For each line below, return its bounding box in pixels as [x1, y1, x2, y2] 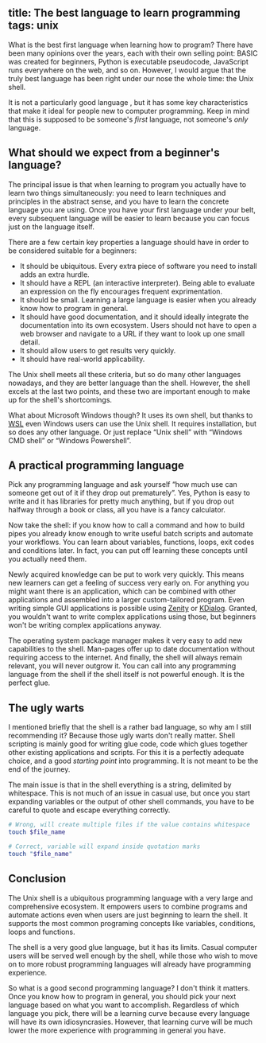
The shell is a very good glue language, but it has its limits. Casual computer [8, 942, 258, 952]
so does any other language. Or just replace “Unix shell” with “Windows [8, 427, 243, 437]
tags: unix [8, 19, 60, 33]
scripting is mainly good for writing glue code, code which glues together [8, 739, 249, 749]
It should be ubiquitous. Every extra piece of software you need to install [19, 261, 257, 270]
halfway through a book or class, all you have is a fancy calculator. [8, 505, 226, 515]
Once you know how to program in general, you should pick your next [8, 991, 237, 1001]
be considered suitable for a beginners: [8, 246, 137, 255]
